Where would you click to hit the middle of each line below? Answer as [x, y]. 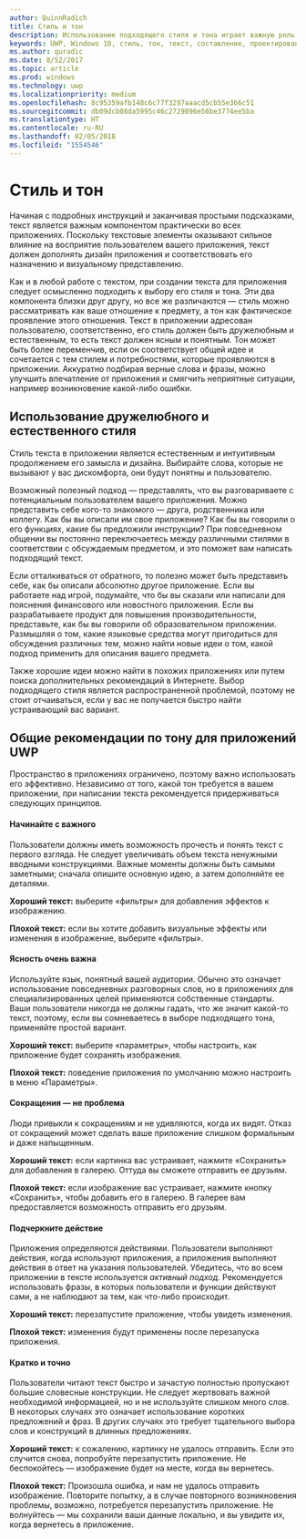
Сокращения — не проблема [67, 1103]
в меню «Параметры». [54, 1082]
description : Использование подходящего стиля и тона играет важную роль [153, 35]
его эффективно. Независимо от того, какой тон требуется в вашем [142, 784]
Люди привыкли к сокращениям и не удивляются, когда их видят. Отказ [150, 1123]
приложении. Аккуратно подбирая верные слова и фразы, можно [138, 368]
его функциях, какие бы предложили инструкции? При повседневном [146, 529]
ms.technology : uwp [46, 86]
